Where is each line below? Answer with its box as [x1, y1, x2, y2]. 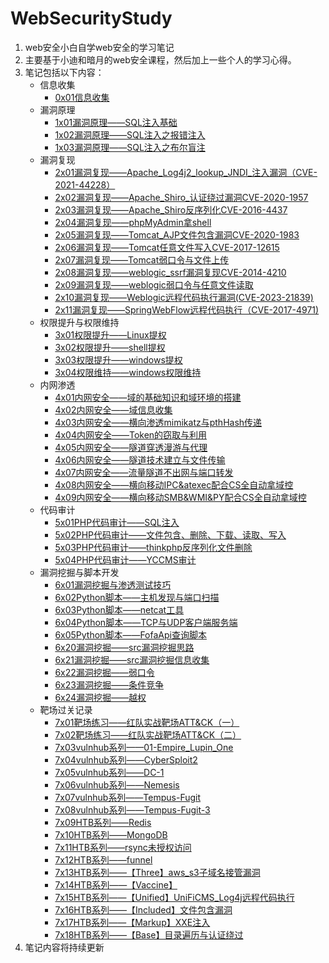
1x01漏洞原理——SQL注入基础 [54, 116, 178, 128]
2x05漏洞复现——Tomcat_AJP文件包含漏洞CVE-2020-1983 [54, 228, 300, 241]
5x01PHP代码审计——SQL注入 [54, 516, 180, 528]
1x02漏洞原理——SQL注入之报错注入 [54, 128, 206, 141]
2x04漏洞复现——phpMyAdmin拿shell [54, 216, 212, 228]
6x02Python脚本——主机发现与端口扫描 [54, 591, 220, 603]
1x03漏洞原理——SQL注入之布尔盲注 [54, 141, 206, 153]
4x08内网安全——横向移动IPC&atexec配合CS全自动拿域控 [54, 478, 294, 491]
